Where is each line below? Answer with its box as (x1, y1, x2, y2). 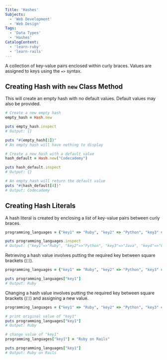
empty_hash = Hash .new (5, 115, 52, 120)
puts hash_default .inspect (5, 165, 61, 170)
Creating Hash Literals (5, 202, 76, 210)
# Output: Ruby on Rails (5, 350, 57, 355)
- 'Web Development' (9, 16, 52, 21)
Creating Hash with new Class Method (5, 82, 123, 91)
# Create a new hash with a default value (5, 151, 94, 156)
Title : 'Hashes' (5, 7, 39, 12)
